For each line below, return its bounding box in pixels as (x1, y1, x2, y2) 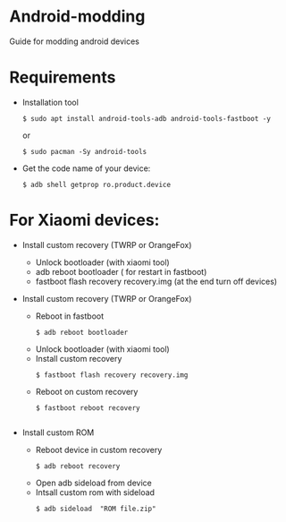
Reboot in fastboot (35, 311, 105, 321)
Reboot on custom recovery (35, 386, 139, 397)
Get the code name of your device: (21, 163, 151, 174)
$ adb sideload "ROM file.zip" (35, 504, 156, 513)
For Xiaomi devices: (9, 210, 160, 230)
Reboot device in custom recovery (35, 444, 163, 455)
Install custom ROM (21, 427, 95, 438)
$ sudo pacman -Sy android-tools (21, 147, 147, 156)
